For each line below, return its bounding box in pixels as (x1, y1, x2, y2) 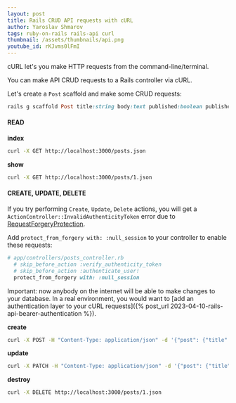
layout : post (7, 10, 46, 18)
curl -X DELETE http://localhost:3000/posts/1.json (7, 389, 162, 396)
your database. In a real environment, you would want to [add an (7, 294, 195, 302)
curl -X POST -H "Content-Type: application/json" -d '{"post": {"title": (7, 336, 231, 343)
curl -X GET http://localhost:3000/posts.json (7, 148, 146, 155)
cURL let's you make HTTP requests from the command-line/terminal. (7, 63, 209, 70)
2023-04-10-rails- (170, 302, 223, 310)
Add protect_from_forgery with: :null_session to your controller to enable (7, 234, 227, 242)
